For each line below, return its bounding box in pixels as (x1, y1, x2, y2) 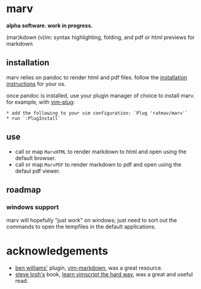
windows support (6, 202, 59, 211)
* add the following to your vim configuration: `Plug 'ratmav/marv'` (6, 110, 188, 116)
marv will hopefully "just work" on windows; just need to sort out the (6, 217, 177, 224)
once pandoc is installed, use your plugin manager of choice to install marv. (6, 91, 195, 99)
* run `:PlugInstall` (6, 115, 61, 121)
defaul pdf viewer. (15, 167, 61, 174)
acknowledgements (6, 244, 108, 258)
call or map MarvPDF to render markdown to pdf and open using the (15, 161, 182, 168)
